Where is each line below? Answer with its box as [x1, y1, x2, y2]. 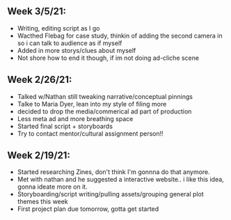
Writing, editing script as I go [17, 24, 100, 32]
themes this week [17, 198, 68, 206]
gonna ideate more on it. [17, 182, 88, 191]
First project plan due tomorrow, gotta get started [17, 205, 159, 213]
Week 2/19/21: [7, 150, 71, 162]
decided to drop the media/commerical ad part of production [17, 107, 192, 116]
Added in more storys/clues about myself [17, 46, 136, 54]
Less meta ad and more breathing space [17, 114, 134, 123]
